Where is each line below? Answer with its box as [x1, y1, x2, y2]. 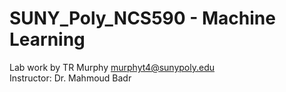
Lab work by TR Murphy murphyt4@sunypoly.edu [9, 61, 215, 73]
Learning [9, 28, 86, 51]
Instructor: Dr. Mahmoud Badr [9, 72, 132, 84]
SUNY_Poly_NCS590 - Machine [9, 7, 276, 30]
